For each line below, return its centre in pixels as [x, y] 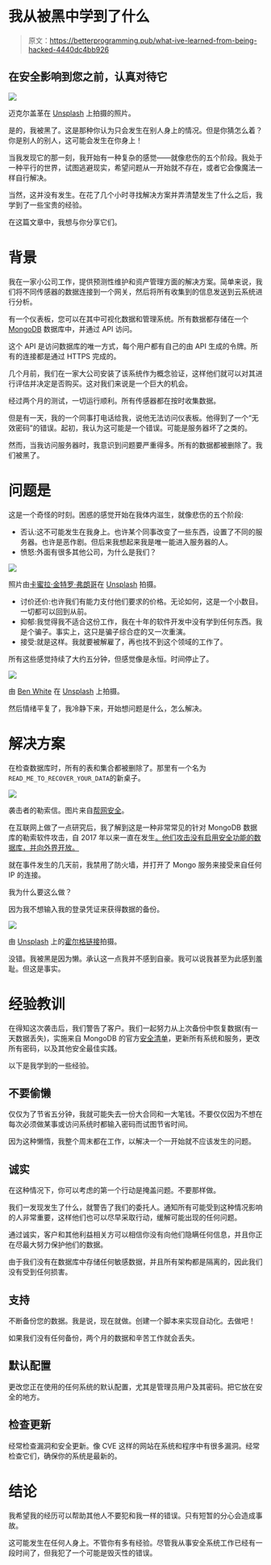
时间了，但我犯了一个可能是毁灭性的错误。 [86, 1552]
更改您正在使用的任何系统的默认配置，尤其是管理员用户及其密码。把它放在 [132, 1387]
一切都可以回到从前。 [55, 611]
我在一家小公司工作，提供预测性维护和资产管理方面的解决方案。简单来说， [132, 281]
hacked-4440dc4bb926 [69, 49]
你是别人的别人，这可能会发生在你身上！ [75, 140]
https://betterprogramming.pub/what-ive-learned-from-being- [153, 40]
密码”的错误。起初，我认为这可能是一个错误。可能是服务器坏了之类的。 [133, 428]
